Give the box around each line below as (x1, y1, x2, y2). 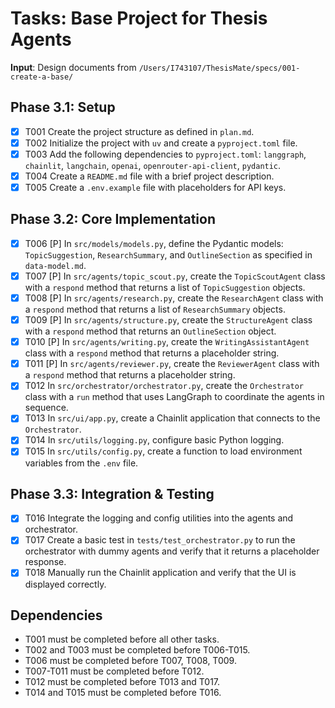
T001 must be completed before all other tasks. (24, 633, 220, 646)
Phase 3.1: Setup (10, 99, 116, 116)
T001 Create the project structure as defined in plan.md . (24, 125, 255, 137)
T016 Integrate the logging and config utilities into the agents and (24, 512, 294, 524)
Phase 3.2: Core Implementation (10, 211, 216, 228)
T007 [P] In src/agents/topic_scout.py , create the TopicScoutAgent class (24, 270, 326, 282)
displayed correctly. (24, 578, 107, 590)
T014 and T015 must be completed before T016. (24, 687, 222, 699)
